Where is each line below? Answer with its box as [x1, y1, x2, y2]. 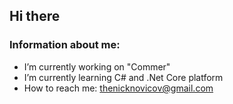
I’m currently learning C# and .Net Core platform [23, 71, 224, 83]
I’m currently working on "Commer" [23, 60, 171, 73]
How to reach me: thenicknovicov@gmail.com [23, 82, 214, 94]
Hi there [9, 8, 61, 25]
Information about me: [9, 38, 121, 52]
